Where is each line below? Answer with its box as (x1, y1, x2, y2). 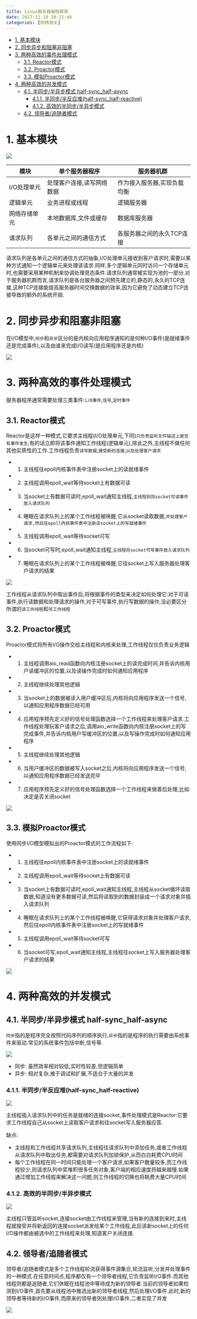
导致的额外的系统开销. (11, 291, 64, 298)
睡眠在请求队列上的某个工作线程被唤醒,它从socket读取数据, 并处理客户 (23, 513, 188, 520)
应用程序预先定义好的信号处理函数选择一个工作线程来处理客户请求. (23, 715, 185, 722)
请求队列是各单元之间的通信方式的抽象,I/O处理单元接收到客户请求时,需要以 (6, 254, 186, 262)
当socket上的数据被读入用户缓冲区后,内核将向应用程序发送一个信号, (23, 694, 186, 701)
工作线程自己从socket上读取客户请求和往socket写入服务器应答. (11, 1119, 163, 1126)
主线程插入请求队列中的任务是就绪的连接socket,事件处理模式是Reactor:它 (6, 1111, 183, 1118)
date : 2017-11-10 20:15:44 (6, 14, 72, 20)
